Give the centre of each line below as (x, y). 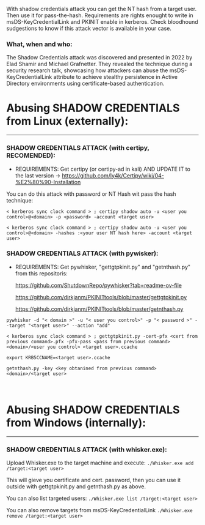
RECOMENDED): (31, 155)
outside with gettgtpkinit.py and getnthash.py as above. (76, 486)
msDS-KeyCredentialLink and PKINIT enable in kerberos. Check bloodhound (102, 22)
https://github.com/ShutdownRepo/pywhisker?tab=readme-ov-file (98, 285)
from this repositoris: (41, 273)
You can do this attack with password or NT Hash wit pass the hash (91, 194)
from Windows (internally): (76, 423)
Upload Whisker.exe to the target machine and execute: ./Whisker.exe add (100, 463)
